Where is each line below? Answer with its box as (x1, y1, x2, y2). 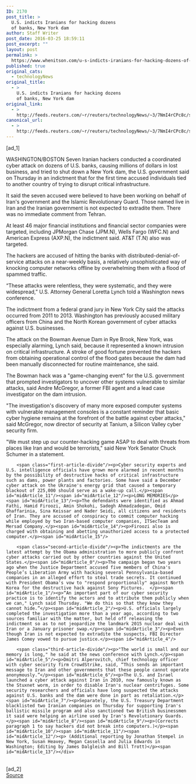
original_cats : (6, 69, 43, 74)
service (6, 258, 24, 265)
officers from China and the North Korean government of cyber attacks (6, 318, 177, 325)
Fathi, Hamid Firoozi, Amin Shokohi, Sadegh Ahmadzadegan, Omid (6, 503, 166, 509)
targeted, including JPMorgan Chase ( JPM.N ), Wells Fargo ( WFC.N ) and (6, 228, 180, 235)
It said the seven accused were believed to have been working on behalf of (6, 191, 187, 199)
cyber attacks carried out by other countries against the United (6, 554, 171, 560)
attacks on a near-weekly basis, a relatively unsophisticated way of (25, 258, 187, 265)
